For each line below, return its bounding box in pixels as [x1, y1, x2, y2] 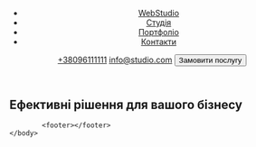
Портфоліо [138, 27, 179, 37]
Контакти [140, 36, 177, 47]
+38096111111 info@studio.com [57, 54, 173, 65]
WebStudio [137, 8, 179, 18]
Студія [146, 17, 172, 28]
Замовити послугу [178, 56, 242, 65]
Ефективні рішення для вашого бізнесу [9, 97, 242, 112]
